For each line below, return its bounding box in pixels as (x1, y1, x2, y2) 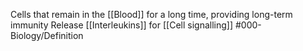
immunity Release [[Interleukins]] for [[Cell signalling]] (10, 19, 234, 31)
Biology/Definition (10, 30, 84, 41)
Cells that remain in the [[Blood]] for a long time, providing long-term (10, 9, 293, 20)
